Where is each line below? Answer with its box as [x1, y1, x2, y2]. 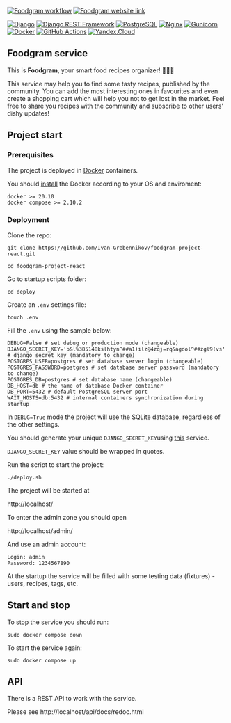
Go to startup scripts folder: [7, 275, 87, 283]
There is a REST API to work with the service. [7, 694, 137, 703]
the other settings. [7, 420, 60, 428]
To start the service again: [7, 644, 82, 652]
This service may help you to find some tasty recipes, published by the [7, 79, 210, 88]
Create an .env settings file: [7, 300, 87, 309]
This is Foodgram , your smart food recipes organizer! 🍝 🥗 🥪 [7, 66, 175, 74]
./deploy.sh [7, 474, 42, 481]
